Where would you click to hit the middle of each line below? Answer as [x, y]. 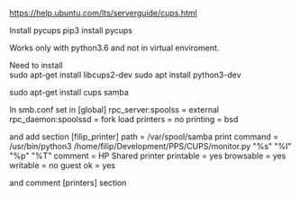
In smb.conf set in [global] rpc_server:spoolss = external [114, 110]
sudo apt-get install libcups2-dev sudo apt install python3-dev [125, 75]
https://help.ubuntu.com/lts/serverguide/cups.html [104, 13]
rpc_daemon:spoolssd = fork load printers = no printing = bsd [124, 119]
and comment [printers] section [68, 183]
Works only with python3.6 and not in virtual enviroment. [114, 48]
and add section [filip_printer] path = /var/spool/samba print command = [144, 137]
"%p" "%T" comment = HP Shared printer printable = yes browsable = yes [148, 156]
